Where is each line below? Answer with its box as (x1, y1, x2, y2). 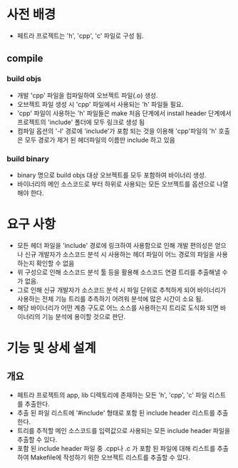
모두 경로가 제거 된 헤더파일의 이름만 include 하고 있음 (24, 135, 175, 144)
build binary (6, 154, 49, 164)
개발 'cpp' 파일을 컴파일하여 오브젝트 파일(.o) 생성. (16, 90, 158, 100)
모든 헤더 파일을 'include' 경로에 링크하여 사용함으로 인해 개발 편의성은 (16, 241, 214, 249)
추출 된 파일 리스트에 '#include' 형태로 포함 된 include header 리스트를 (16, 408, 215, 417)
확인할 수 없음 (36, 259, 75, 267)
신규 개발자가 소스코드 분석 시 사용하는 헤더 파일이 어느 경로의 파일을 (24, 250, 215, 259)
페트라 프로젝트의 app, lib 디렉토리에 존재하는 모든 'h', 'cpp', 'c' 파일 (16, 390, 207, 399)
